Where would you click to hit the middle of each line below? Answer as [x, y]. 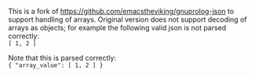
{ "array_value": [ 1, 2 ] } [56, 65]
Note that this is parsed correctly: [62, 58]
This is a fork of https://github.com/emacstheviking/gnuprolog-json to [121, 11]
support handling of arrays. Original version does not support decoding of [127, 19]
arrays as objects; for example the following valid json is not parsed [117, 28]
